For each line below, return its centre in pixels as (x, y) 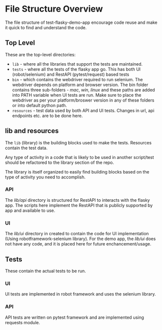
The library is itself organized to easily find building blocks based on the (77, 172)
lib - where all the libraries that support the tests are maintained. (77, 64)
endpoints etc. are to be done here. (47, 116)
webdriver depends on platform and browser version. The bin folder (80, 85)
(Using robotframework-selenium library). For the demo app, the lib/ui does (81, 239)
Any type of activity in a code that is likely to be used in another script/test (80, 157)
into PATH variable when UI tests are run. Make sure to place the (77, 95)
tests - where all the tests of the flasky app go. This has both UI (76, 69)
